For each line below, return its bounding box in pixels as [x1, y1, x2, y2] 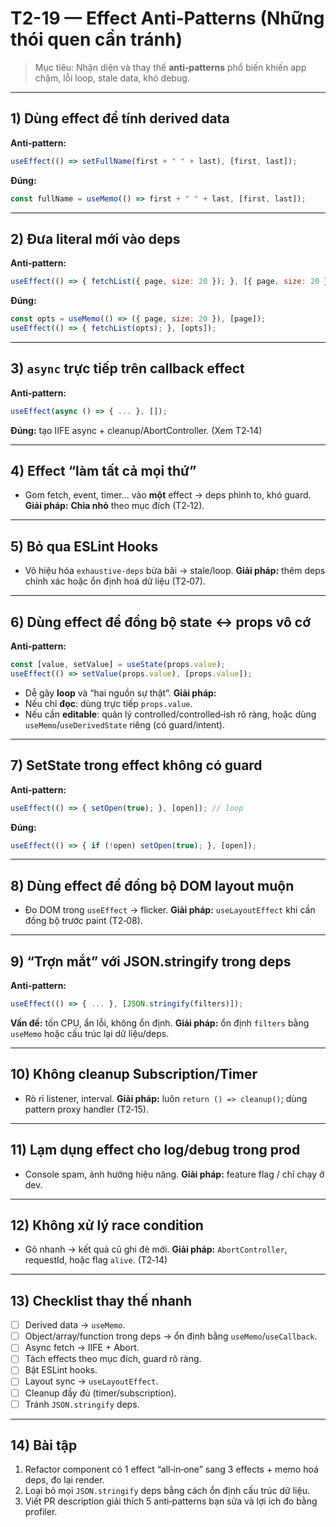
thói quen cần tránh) [10, 28, 183, 51]
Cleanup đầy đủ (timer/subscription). [24, 1387, 177, 1399]
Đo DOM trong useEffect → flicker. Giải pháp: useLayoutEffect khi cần [24, 904, 316, 916]
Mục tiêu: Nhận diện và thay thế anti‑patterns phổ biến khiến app [34, 61, 307, 73]
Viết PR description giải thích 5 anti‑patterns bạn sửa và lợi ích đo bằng [24, 1495, 318, 1507]
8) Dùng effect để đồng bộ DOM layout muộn [10, 877, 295, 894]
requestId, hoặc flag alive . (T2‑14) [24, 1254, 168, 1266]
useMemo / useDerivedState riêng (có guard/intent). [24, 718, 225, 731]
